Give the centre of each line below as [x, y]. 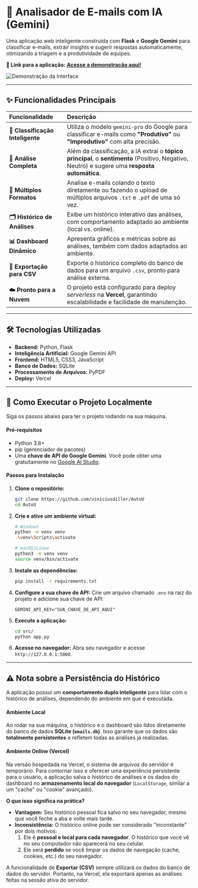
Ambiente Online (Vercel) [38, 751]
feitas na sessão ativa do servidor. [48, 880]
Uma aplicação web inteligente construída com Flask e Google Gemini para [98, 41]
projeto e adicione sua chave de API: [59, 599]
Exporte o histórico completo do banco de [125, 263]
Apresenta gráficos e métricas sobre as [121, 238]
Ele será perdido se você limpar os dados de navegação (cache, [102, 850]
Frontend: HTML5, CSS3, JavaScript [59, 359]
